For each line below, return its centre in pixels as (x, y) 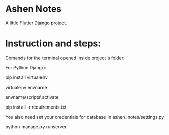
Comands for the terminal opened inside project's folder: (65, 58)
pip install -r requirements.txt (36, 107)
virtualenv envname (26, 87)
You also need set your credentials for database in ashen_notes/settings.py (85, 117)
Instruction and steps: (53, 44)
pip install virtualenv (26, 77)
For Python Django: (26, 67)
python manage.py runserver (36, 127)
